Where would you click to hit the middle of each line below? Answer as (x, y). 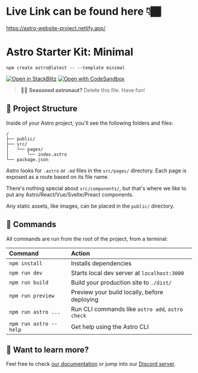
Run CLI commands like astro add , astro (127, 309)
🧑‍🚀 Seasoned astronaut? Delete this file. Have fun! (83, 90)
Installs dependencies (101, 263)
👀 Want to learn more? (48, 350)
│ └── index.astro (37, 154)
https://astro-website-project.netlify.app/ (56, 28)
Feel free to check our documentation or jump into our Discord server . (91, 364)
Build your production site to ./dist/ (121, 282)
